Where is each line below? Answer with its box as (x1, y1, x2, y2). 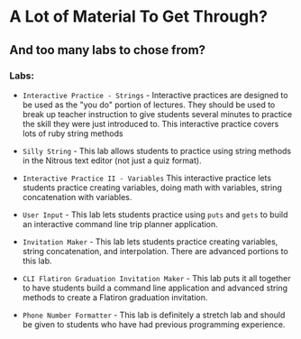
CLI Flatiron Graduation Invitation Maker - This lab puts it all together (22, 272, 291, 283)
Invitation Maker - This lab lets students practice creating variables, (22, 236, 278, 247)
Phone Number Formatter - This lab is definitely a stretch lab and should (22, 309, 286, 320)
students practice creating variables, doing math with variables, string (22, 182, 282, 193)
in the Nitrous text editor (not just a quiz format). (22, 155, 202, 166)
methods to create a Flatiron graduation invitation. (22, 291, 208, 303)
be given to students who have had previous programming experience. (22, 318, 286, 330)
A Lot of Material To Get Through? (9, 6, 269, 27)
